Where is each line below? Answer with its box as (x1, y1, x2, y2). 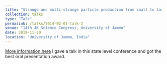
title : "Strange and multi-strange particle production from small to (5, 7, 155, 12)
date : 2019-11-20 (5, 30, 41, 35)
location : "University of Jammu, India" (5, 35, 90, 40)
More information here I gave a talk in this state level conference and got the (5, 48, 162, 54)
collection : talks (5, 12, 43, 17)
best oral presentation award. (5, 53, 66, 59)
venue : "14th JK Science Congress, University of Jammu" (5, 26, 126, 31)
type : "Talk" (5, 16, 32, 21)
